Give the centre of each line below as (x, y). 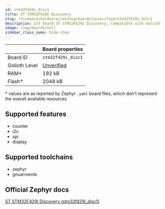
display (19, 142)
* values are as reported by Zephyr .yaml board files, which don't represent (81, 93)
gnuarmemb (25, 174)
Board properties (63, 49)
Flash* (15, 81)
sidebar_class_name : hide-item (37, 32)
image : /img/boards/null (30, 28)
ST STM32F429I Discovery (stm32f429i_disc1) (52, 202)
